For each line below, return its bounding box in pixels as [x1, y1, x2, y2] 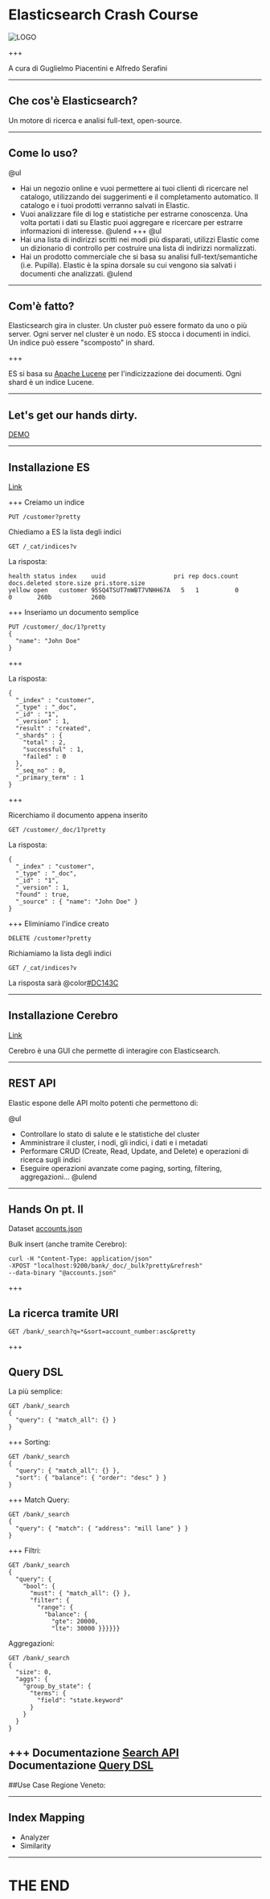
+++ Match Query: [8, 1495, 70, 1504]
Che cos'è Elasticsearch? [8, 94, 138, 108]
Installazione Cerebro [8, 1009, 119, 1022]
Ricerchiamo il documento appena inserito [8, 810, 149, 820]
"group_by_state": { [22, 1682, 92, 1691]
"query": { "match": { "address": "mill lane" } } [15, 1525, 189, 1533]
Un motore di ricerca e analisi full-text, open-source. [8, 115, 182, 125]
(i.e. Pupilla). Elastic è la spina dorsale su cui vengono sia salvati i [19, 260, 237, 270]
